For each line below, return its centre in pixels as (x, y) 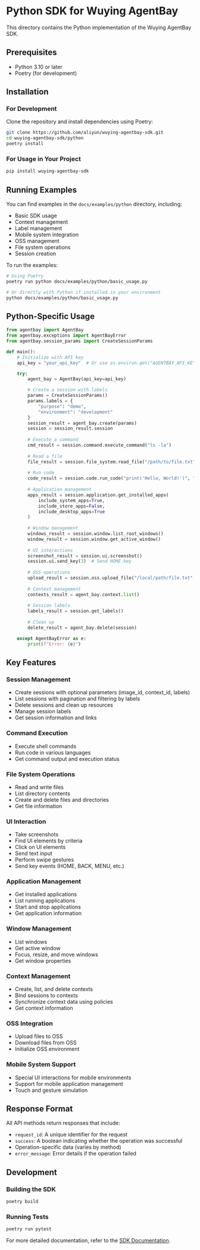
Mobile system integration (47, 235)
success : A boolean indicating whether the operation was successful (99, 1141)
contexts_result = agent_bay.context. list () (84, 594)
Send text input (33, 853)
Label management (38, 228)
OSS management (37, 241)
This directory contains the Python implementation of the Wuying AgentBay (99, 27)
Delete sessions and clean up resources (64, 705)
